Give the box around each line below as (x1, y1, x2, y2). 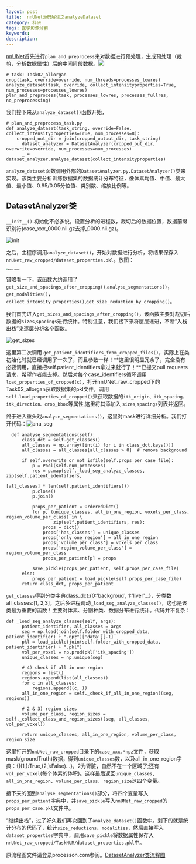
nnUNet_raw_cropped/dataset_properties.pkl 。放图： (6, 256, 135, 263)
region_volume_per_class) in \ (6, 514, 82, 520)
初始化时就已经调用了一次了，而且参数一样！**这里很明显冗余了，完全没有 (6, 356, 186, 363)
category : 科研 (6, 19, 42, 25)
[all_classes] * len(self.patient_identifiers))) (6, 483, 130, 489)
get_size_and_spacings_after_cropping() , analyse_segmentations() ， (6, 283, 173, 290)
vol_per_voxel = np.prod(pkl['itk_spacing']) (21, 649, 135, 655)
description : (6, 36, 38, 42)
